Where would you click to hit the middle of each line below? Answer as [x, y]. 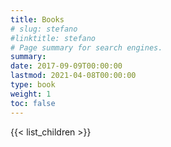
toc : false [33, 103]
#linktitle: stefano [53, 38]
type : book [33, 85]
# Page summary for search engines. [86, 47]
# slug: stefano [44, 29]
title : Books [37, 19]
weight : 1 [31, 94]
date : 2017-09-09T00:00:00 [66, 66]
